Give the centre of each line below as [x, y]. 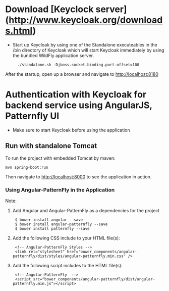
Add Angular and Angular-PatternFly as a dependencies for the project [86, 210]
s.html [19, 31]
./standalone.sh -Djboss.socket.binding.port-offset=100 [78, 65]
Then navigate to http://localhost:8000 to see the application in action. [78, 177]
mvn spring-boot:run [27, 167]
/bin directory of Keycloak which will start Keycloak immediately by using [88, 50]
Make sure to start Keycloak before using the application [71, 130]
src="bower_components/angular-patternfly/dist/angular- [94, 279]
